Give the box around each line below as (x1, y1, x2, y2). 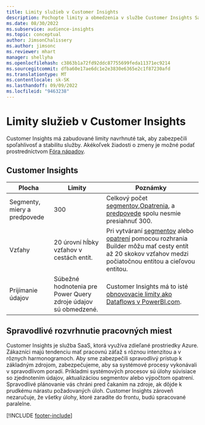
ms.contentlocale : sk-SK (6, 77, 70, 83)
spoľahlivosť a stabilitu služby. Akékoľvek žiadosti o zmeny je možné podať (6, 141, 195, 148)
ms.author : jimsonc (6, 43, 56, 49)
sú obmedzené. (54, 305, 99, 313)
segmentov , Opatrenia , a (106, 201, 175, 210)
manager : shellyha (6, 54, 53, 60)
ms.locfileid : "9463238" (6, 88, 70, 95)
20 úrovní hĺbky (54, 238, 99, 246)
